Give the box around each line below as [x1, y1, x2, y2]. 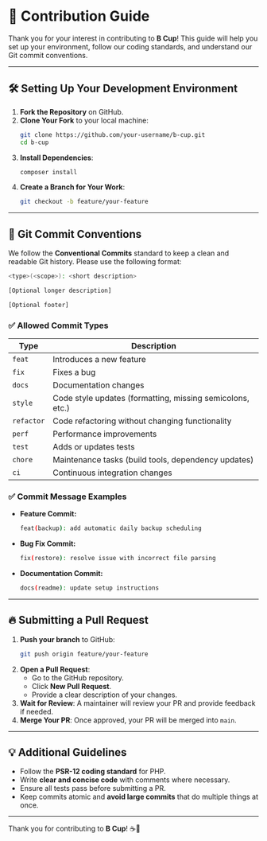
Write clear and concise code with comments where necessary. [19, 775, 230, 785]
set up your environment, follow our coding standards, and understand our [8, 41, 253, 51]
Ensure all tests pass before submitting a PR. [19, 784, 166, 793]
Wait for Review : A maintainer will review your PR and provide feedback [19, 698, 256, 707]
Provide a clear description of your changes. [31, 690, 177, 699]
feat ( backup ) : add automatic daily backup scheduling [19, 524, 202, 532]
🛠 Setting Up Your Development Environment [8, 82, 238, 95]
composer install [19, 168, 78, 176]
